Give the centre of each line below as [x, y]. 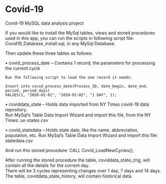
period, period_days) [28, 90]
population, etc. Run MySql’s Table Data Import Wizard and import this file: [82, 135]
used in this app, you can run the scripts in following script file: [70, 38]
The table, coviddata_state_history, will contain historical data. [69, 176]
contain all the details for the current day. [47, 165]
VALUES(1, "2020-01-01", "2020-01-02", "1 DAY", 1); [61, 95]
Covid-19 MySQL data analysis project [44, 23]
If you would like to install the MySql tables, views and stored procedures [80, 33]
